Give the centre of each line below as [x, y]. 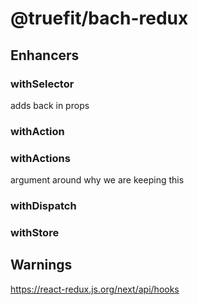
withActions [40, 158]
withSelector [42, 84]
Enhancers [45, 55]
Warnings [41, 265]
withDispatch [43, 206]
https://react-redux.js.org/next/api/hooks [95, 289]
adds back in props [50, 105]
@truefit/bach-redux [99, 18]
